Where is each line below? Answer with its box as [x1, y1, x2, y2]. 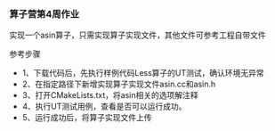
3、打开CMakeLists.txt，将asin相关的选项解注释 [21, 90, 198, 101]
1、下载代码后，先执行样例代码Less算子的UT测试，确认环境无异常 [21, 68, 264, 78]
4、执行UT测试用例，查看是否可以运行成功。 [21, 101, 187, 112]
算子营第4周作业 [9, 7, 80, 20]
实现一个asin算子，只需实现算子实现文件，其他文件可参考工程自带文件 [9, 29, 266, 41]
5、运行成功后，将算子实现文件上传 [21, 112, 153, 123]
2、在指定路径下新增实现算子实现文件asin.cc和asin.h [21, 78, 216, 90]
